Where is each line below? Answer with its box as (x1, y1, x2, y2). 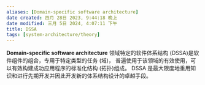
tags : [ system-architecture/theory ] (6, 32, 100, 38)
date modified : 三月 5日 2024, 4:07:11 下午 (6, 20, 118, 26)
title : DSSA (6, 26, 37, 32)
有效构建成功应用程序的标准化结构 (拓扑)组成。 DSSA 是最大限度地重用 (11, 65, 191, 72)
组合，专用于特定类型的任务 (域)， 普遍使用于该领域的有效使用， (27, 57, 191, 64)
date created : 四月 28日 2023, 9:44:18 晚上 (6, 15, 118, 21)
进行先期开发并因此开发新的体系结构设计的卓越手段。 (17, 72, 152, 79)
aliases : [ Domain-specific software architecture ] (6, 9, 139, 15)
